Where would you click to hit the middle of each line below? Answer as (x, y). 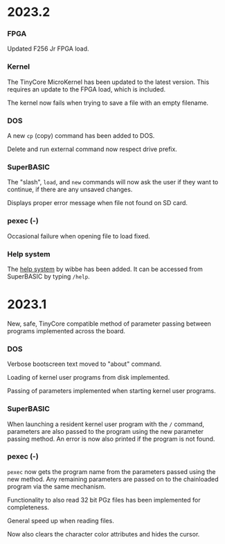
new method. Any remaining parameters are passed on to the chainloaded (113, 479)
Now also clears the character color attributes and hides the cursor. (103, 534)
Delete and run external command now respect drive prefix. (92, 149)
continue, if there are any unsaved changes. (70, 190)
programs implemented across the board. (66, 331)
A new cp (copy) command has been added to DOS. (81, 136)
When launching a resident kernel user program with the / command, (106, 424)
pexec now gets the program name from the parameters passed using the (111, 471)
